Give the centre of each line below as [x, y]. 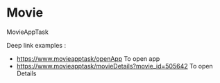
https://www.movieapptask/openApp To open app [88, 58]
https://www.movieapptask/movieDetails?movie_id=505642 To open [115, 66]
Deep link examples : [36, 45]
